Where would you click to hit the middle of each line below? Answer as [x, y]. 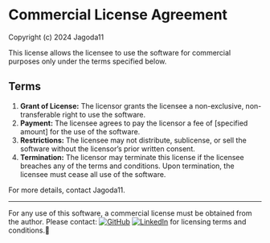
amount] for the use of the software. [80, 131]
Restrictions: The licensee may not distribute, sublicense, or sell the [133, 140]
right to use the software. [104, 114]
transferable [40, 114]
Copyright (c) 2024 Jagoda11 [56, 37]
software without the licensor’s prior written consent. [107, 148]
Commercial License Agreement [118, 15]
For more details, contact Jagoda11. [67, 190]
